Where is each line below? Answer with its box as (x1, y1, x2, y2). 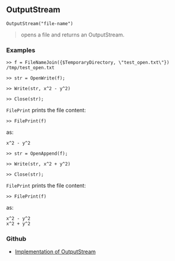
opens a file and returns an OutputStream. (20, 31, 125, 38)
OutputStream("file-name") (6, 20, 73, 26)
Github (6, 235, 27, 243)
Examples (6, 46, 36, 54)
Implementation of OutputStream (14, 248, 96, 256)
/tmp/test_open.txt (6, 65, 55, 71)
